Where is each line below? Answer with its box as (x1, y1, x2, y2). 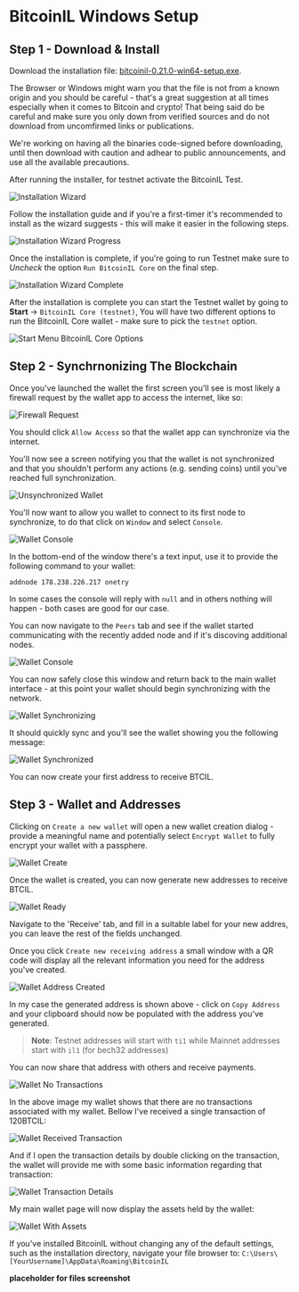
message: (9, 736, 45, 747)
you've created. (9, 964, 67, 974)
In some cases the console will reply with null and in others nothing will (9, 593, 273, 604)
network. (9, 692, 43, 703)
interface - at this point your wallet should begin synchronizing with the (9, 683, 271, 693)
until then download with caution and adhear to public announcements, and (9, 147, 287, 158)
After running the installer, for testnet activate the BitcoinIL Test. (9, 174, 243, 185)
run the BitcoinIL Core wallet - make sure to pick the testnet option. (9, 316, 258, 327)
